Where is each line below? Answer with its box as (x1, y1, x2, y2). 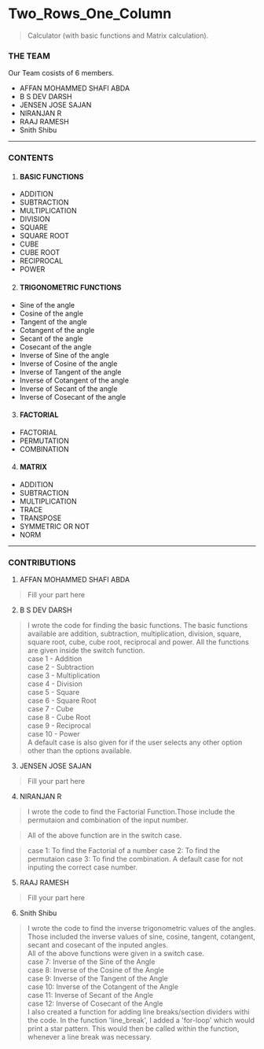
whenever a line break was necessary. (27, 1032, 152, 1042)
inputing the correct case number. (27, 862, 138, 872)
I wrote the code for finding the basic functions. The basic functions (27, 621, 248, 630)
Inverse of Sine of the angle (19, 350, 110, 360)
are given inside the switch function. (27, 646, 145, 656)
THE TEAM (8, 50, 51, 61)
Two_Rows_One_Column (8, 5, 172, 23)
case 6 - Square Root (27, 696, 97, 705)
